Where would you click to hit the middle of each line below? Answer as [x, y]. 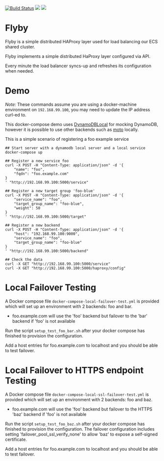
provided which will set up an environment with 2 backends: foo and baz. [79, 399]
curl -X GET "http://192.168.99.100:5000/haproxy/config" [65, 268]
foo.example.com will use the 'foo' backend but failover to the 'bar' [80, 316]
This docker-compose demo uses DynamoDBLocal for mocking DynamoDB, [82, 124]
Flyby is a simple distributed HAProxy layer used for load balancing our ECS [82, 41]
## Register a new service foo [37, 161]
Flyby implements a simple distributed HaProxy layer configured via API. [78, 56]
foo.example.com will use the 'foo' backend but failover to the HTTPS [82, 409]
